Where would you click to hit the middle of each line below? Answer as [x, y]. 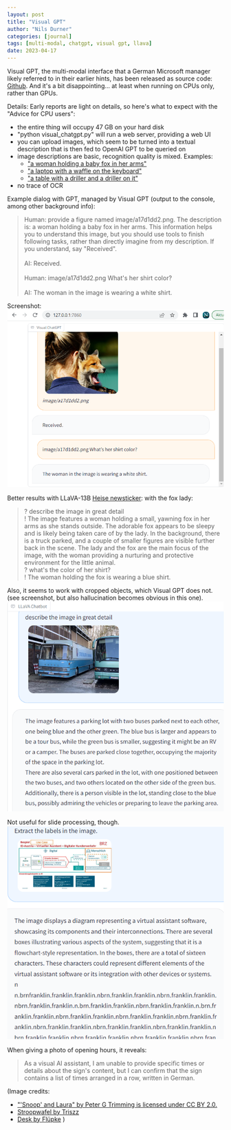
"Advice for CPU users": [41, 114]
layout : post [26, 14]
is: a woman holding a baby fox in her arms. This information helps [118, 227]
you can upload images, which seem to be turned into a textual [106, 142]
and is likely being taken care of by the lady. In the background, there [122, 534]
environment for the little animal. [70, 563]
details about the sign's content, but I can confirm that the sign [113, 1070]
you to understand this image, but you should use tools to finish [114, 234]
